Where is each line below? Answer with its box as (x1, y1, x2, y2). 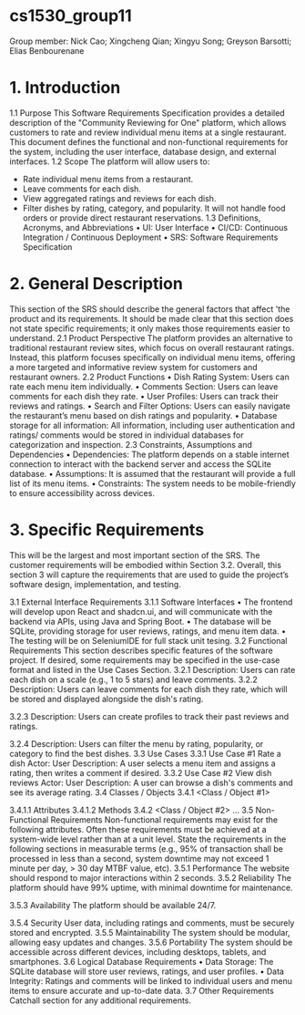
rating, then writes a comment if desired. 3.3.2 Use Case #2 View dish (9, 767, 272, 778)
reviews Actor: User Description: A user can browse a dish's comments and (9, 777, 293, 788)
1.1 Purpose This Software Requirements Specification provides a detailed (9, 107, 285, 119)
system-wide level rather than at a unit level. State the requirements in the (9, 834, 287, 844)
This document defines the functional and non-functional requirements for (9, 136, 289, 147)
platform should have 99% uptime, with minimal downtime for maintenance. (9, 882, 293, 893)
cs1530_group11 (9, 5, 132, 26)
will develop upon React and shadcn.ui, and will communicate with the (9, 606, 273, 616)
